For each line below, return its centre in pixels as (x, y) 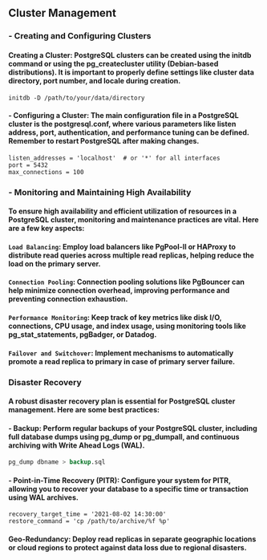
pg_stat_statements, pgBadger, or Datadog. (83, 335)
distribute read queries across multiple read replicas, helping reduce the (131, 255)
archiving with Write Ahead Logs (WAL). (77, 445)
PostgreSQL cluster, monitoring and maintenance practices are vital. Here (133, 220)
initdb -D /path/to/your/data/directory (77, 98)
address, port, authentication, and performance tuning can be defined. (129, 132)
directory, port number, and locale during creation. (95, 80)
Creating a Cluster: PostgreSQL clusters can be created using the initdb (130, 55)
